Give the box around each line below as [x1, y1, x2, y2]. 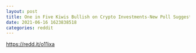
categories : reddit [6, 24, 54, 31]
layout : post [6, 8, 38, 15]
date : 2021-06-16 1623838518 [6, 19, 77, 25]
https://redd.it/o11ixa [6, 41, 55, 48]
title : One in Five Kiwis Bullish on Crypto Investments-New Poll [6, 14, 171, 20]
